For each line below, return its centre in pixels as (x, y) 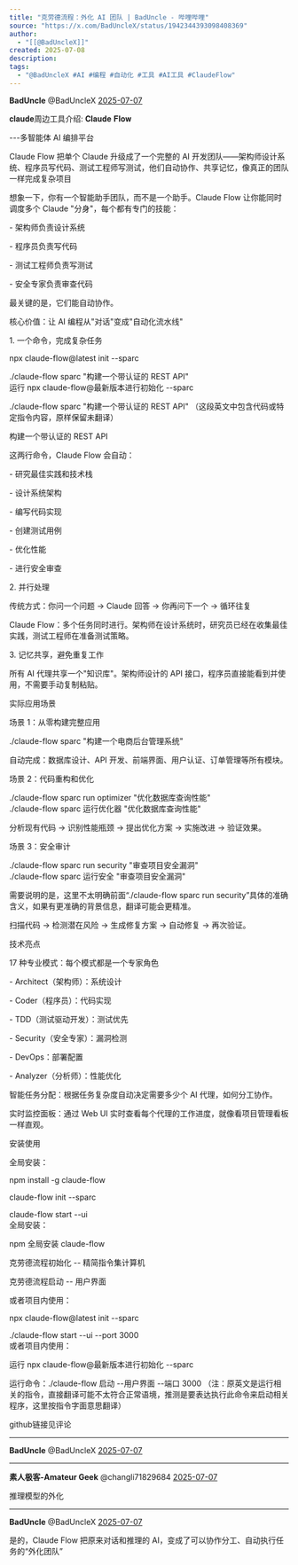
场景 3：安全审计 (40, 846)
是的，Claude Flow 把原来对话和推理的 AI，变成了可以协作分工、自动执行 (143, 1540)
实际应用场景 (32, 703)
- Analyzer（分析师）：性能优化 (65, 1076)
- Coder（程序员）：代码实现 (61, 1000)
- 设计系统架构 (35, 492)
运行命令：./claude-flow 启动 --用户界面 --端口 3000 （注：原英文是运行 (141, 1383)
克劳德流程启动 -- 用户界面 (58, 1281)
